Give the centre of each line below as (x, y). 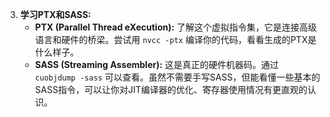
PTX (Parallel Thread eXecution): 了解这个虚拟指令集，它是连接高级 (176, 27)
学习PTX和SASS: (55, 14)
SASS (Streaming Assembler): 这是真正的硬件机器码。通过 (157, 64)
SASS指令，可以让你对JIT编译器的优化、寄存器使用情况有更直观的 (171, 89)
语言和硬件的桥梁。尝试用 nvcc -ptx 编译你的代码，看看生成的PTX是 (175, 39)
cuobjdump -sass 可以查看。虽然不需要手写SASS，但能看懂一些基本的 (177, 77)
